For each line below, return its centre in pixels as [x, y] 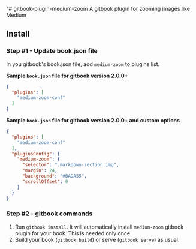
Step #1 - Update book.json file [52, 51]
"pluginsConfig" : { [36, 154]
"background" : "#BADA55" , [54, 176]
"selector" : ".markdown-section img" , [70, 165]
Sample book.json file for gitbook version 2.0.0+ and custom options [93, 121]
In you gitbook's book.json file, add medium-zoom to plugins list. [83, 64]
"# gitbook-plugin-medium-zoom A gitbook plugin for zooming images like [98, 9]
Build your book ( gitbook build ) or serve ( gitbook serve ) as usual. [97, 239]
